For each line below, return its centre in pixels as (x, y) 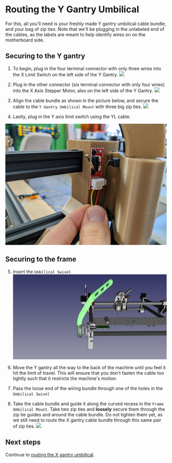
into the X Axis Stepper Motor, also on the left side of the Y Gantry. (83, 90)
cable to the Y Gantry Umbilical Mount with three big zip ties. (77, 107)
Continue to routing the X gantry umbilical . (50, 454)
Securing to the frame (41, 259)
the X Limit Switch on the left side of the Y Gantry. (65, 74)
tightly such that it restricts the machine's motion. (65, 378)
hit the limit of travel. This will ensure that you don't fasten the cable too (88, 373)
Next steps (23, 442)
